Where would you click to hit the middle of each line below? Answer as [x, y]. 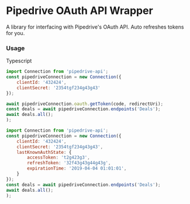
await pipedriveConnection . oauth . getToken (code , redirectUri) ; [85, 104]
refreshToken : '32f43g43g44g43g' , [69, 163]
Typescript [19, 61]
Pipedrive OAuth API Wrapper [80, 11]
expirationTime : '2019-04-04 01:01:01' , [77, 168]
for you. [15, 33]
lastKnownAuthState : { [44, 152]
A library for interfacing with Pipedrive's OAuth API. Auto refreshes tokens [95, 27]
